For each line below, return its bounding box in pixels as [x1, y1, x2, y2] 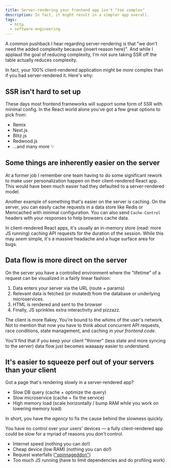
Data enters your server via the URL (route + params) [12, 285, 125, 291]
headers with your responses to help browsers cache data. [5, 215, 129, 221]
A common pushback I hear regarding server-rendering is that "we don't [5, 40, 158, 47]
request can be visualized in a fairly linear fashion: [5, 275, 111, 281]
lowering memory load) [12, 405, 62, 412]
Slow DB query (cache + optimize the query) [12, 389, 107, 395]
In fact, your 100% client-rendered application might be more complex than [5, 67, 163, 73]
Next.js [12, 127, 28, 133]
